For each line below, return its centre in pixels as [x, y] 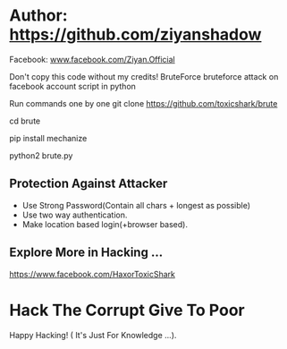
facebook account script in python [73, 86]
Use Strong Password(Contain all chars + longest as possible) [136, 205]
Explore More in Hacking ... [86, 253]
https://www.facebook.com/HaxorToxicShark [93, 274]
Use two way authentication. [75, 215]
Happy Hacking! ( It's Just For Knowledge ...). [93, 335]
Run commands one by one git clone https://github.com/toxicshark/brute [143, 103]
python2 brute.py [41, 155]
